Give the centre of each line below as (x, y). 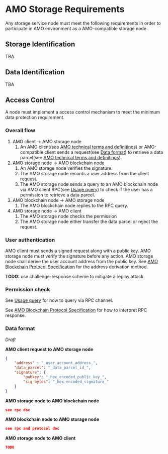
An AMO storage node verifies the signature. (66, 168)
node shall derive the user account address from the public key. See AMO (82, 261)
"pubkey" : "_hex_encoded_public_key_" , (65, 377)
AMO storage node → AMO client (47, 211)
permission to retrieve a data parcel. (58, 195)
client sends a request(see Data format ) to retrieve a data (104, 152)
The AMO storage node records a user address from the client (85, 173)
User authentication (30, 240)
